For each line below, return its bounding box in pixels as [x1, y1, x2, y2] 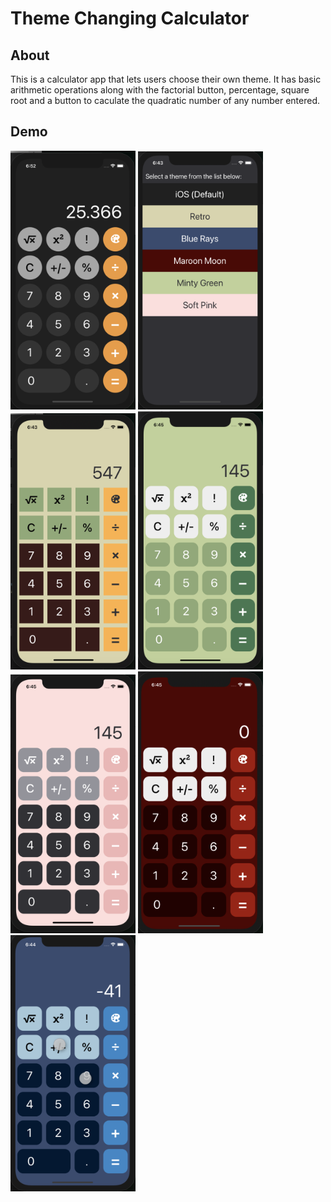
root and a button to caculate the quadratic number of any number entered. [10, 95, 320, 106]
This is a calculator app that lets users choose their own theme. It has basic [10, 73, 322, 85]
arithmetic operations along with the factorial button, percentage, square [10, 84, 310, 96]
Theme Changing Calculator [10, 7, 250, 30]
